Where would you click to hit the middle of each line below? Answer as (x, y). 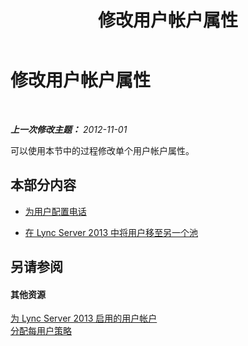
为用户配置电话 (55, 211)
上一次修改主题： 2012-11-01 (69, 129)
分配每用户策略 (41, 331)
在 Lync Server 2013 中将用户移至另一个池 (111, 232)
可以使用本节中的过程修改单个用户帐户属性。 (102, 150)
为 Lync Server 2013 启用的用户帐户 (84, 318)
